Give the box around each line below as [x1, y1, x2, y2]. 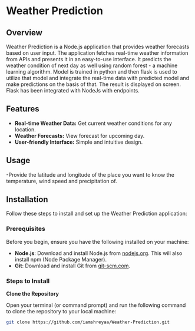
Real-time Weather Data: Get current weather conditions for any [14, 120, 173, 127]
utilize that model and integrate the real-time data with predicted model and [6, 75, 190, 81]
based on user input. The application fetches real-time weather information [6, 49, 189, 57]
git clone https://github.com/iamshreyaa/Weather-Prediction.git [6, 319, 170, 325]
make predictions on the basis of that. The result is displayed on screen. [6, 81, 181, 88]
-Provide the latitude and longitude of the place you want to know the [6, 171, 175, 178]
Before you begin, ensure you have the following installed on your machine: [6, 238, 189, 245]
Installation [6, 194, 48, 204]
